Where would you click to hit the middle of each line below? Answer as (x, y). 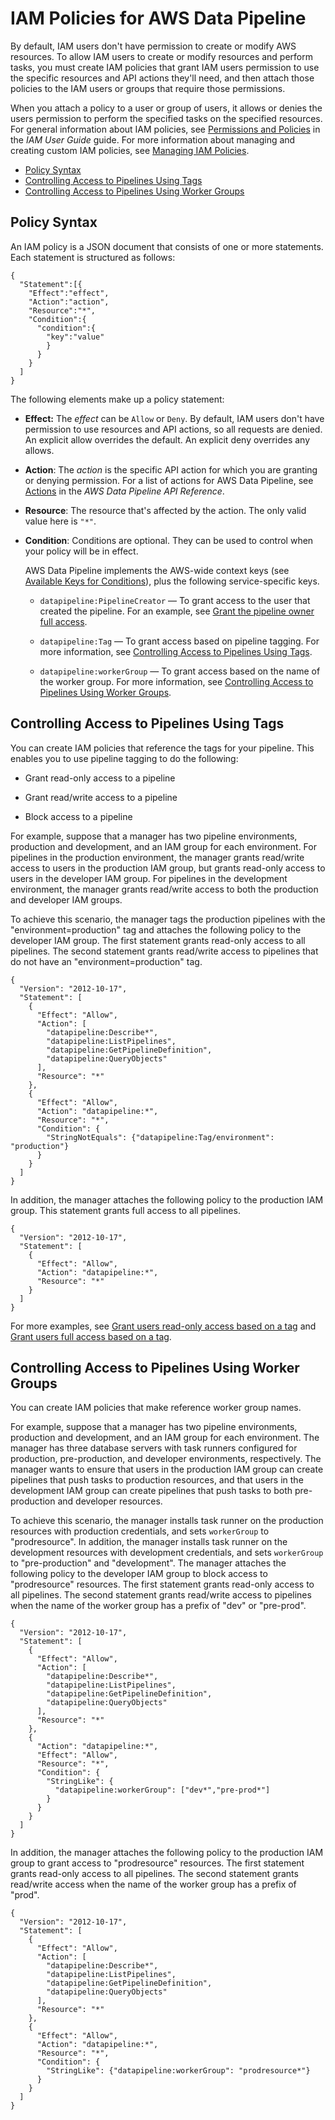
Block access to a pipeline (78, 816)
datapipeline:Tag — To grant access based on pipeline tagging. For (179, 641)
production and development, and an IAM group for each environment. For (163, 846)
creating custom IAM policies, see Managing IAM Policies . (130, 150)
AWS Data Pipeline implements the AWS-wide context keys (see (157, 570)
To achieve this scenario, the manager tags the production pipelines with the (168, 919)
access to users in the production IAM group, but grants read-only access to (168, 868)
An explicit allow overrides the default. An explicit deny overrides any (167, 439)
